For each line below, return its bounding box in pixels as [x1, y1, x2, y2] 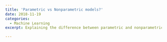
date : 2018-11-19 [5, 12, 41, 17]
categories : [5, 16, 30, 21]
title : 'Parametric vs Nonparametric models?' [5, 7, 103, 12]
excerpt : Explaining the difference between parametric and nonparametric [5, 25, 164, 30]
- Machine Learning [9, 21, 50, 26]
